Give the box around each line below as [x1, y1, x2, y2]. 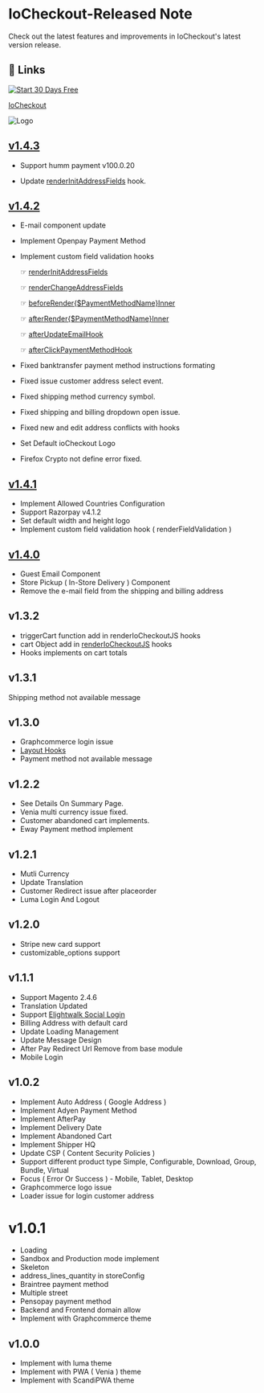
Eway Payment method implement [19, 825, 134, 834]
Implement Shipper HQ [19, 1139, 96, 1149]
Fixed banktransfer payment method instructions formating [19, 361, 215, 371]
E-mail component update [19, 220, 107, 230]
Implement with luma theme [19, 1358, 112, 1368]
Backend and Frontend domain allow [19, 1305, 141, 1315]
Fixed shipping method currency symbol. [19, 391, 156, 402]
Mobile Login [19, 1052, 63, 1062]
